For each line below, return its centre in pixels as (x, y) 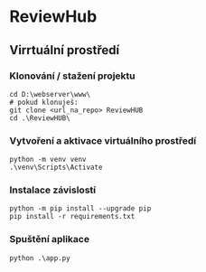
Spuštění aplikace (50, 239)
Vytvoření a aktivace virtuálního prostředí (103, 140)
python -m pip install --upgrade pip (80, 209)
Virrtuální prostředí (65, 50)
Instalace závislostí (53, 190)
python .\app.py (40, 258)
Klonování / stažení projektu (72, 76)
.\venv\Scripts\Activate (56, 168)
